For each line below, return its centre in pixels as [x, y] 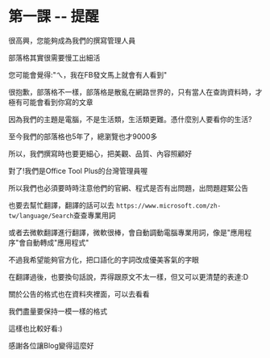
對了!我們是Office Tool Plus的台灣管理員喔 [78, 171]
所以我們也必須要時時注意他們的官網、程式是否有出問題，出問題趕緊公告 [128, 187]
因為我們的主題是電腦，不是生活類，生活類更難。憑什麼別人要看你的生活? [130, 119]
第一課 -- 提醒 [54, 17]
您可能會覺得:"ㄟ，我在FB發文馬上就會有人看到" [88, 74]
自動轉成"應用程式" [57, 242]
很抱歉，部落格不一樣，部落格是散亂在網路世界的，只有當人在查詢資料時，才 [135, 92]
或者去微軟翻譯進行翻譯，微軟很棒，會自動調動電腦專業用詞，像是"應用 [127, 232]
